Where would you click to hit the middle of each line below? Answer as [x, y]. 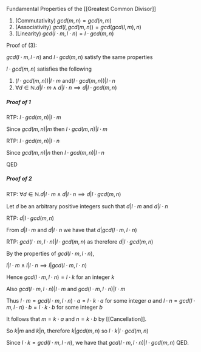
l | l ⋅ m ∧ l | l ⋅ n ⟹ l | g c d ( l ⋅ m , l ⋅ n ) [46, 265]
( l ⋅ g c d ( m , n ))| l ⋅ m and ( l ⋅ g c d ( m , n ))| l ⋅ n [65, 81]
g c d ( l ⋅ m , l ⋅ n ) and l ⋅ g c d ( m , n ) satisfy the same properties [80, 57]
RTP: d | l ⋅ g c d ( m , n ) [30, 218]
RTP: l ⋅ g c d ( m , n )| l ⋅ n [33, 141]
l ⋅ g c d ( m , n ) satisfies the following [49, 69]
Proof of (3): [22, 45]
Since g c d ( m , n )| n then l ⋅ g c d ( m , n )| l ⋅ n [56, 152]
